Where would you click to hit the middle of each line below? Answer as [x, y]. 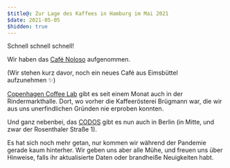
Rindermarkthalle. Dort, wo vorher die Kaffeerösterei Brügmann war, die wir [115, 102]
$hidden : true [28, 26]
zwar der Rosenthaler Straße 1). [52, 129]
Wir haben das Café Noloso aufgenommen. [69, 59]
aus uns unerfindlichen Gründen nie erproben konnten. [86, 109]
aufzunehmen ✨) [32, 80]
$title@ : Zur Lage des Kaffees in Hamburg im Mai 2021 [88, 13]
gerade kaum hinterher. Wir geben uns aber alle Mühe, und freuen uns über [115, 150]
